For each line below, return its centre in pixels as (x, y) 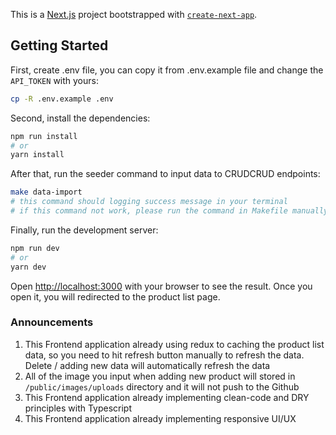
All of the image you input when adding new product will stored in (160, 376)
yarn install (37, 155)
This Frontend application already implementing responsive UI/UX (160, 418)
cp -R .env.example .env (62, 99)
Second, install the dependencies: (80, 118)
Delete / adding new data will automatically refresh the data (147, 365)
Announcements (52, 322)
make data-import (46, 192)
